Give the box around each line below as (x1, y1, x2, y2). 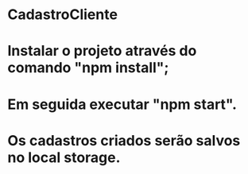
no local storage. (7, 149, 121, 166)
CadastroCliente (7, 6, 118, 24)
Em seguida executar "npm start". (7, 95, 238, 113)
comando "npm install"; (7, 59, 169, 77)
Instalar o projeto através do (7, 42, 197, 60)
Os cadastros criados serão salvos (7, 131, 241, 149)
